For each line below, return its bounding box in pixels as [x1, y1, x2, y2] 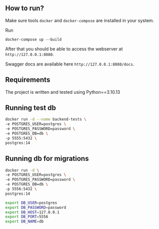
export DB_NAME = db [5, 219, 44, 224]
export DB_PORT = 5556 [5, 214, 49, 219]
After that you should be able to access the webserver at [5, 45, 123, 52]
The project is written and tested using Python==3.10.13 [5, 89, 121, 95]
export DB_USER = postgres [5, 200, 57, 205]
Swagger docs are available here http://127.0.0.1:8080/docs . [5, 61, 134, 67]
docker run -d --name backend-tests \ [5, 117, 87, 122]
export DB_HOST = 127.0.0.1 [5, 209, 59, 215]
